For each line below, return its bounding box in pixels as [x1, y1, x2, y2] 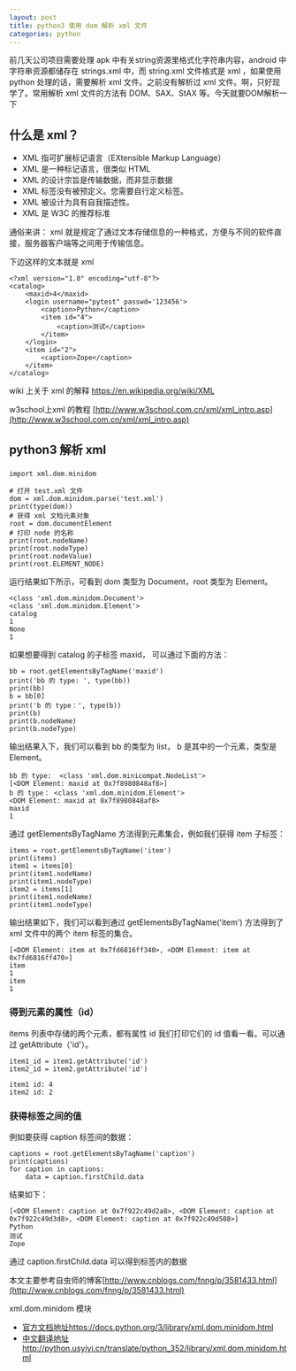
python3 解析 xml [9, 442, 107, 457]
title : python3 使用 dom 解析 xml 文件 [9, 21, 148, 30]
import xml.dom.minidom [9, 469, 97, 478]
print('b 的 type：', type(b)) [9, 701, 122, 710]
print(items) [9, 853, 57, 863]
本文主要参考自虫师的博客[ [9, 1275, 106, 1286]
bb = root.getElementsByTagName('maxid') [9, 666, 164, 675]
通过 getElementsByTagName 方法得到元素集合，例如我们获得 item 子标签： [9, 828, 285, 839]
